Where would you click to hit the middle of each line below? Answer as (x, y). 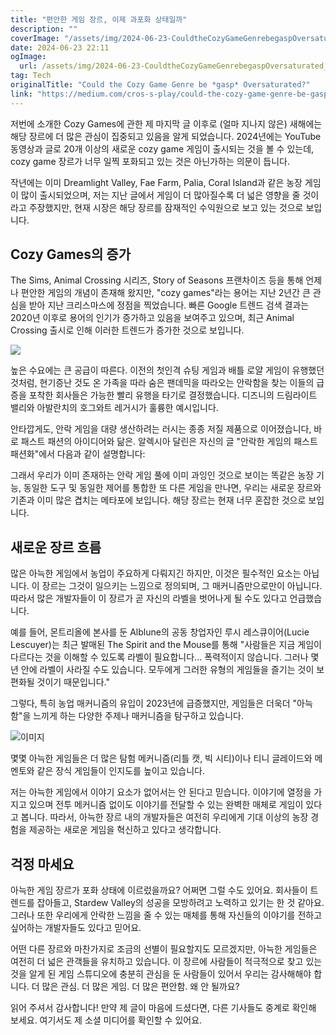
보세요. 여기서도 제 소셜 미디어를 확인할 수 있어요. (106, 1020)
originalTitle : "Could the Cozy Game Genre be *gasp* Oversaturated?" (160, 85)
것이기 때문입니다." (73, 682)
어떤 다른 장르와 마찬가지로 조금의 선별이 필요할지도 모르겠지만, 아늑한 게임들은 (164, 949)
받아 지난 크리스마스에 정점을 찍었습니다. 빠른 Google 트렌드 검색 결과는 (169, 305)
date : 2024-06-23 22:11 (60, 47)
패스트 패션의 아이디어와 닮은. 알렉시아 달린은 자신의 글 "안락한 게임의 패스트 (169, 442)
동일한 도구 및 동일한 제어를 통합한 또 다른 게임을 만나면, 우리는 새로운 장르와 (172, 488)
